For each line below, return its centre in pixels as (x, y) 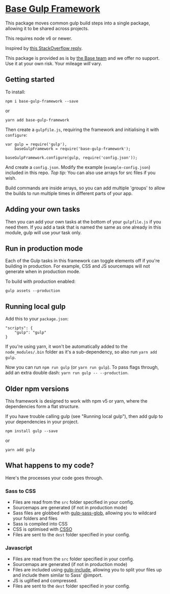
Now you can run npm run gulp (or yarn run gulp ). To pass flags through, (82, 367)
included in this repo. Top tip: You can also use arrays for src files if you (80, 172)
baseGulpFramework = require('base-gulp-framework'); (73, 148)
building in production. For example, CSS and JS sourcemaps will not (78, 266)
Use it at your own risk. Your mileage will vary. (54, 63)
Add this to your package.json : (37, 319)
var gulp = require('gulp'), (36, 144)
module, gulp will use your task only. (44, 232)
